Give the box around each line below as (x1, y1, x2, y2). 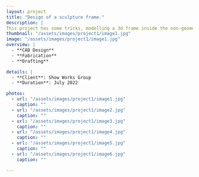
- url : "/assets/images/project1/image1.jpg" (11, 96, 126, 102)
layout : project (6, 8, 46, 15)
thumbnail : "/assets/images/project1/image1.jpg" (6, 31, 131, 37)
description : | (6, 20, 44, 25)
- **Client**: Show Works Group (11, 75, 92, 81)
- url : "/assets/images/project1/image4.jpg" (11, 129, 126, 135)
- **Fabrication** (11, 53, 57, 59)
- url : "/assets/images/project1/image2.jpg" (11, 107, 126, 113)
